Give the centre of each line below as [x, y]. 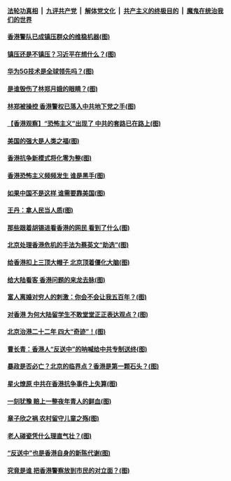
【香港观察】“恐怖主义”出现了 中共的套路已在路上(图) [84, 123]
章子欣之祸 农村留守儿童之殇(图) [53, 419]
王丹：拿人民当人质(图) [40, 210]
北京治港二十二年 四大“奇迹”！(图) [57, 332]
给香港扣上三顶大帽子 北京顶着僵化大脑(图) [69, 262]
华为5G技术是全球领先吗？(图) [51, 72]
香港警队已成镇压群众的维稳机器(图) [59, 37]
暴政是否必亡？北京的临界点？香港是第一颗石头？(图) [83, 366]
